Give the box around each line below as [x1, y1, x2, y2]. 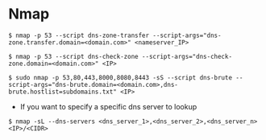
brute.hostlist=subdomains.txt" [8, 88, 117, 96]
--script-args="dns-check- [141, 52, 232, 60]
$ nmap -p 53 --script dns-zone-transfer [8, 31, 150, 39]
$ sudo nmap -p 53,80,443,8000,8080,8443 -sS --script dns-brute [8, 73, 232, 81]
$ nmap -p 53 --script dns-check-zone [8, 52, 139, 60]
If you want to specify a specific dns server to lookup [19, 101, 197, 111]
